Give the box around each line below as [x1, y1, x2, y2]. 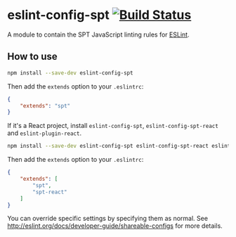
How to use [7, 51, 58, 63]
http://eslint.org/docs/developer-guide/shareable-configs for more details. [7, 222, 223, 230]
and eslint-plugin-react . [7, 129, 82, 137]
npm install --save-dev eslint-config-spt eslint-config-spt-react [7, 143, 209, 150]
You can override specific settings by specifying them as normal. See [7, 214, 209, 223]
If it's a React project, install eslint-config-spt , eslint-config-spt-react [7, 122, 219, 130]
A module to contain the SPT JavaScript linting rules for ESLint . [7, 30, 190, 39]
